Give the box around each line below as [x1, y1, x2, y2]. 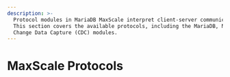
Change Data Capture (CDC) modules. [13, 29, 118, 36]
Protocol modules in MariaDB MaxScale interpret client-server [13, 16, 197, 23]
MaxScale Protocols [7, 59, 123, 74]
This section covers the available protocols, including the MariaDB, [13, 22, 219, 29]
